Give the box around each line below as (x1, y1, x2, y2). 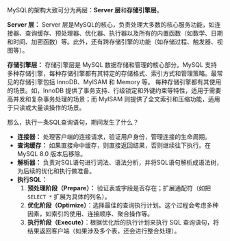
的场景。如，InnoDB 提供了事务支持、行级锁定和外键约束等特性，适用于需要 (7, 86, 221, 94)
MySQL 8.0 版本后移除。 (16, 150, 87, 157)
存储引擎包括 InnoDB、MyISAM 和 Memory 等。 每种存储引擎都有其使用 (18, 78, 222, 86)
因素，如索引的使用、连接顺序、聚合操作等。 (27, 210, 154, 218)
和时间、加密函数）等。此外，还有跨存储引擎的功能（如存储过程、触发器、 (7, 38, 217, 46)
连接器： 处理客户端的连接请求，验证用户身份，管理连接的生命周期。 (16, 133, 211, 140)
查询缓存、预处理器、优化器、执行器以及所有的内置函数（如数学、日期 (25, 29, 223, 37)
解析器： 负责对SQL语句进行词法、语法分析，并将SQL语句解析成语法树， (16, 158, 222, 166)
